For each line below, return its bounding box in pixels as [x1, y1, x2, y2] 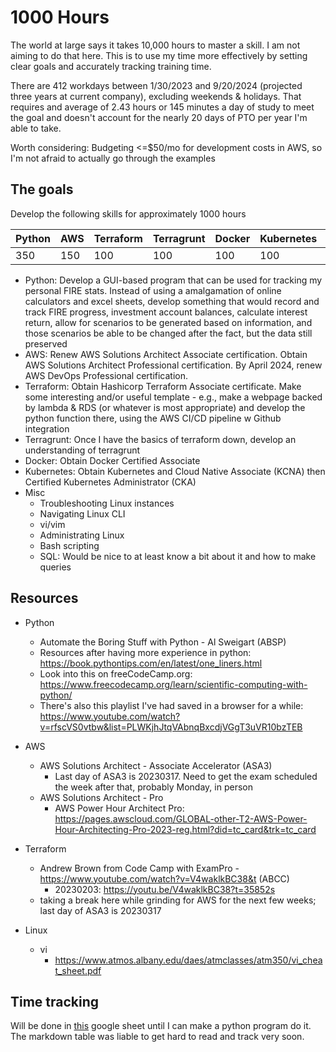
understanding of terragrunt [24, 444, 141, 456]
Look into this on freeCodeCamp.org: [39, 667, 193, 680]
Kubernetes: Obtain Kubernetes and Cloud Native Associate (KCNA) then [24, 465, 326, 477]
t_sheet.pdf [54, 964, 102, 976]
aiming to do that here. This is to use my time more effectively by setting [10, 49, 308, 61]
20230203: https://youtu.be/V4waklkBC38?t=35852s [54, 883, 276, 895]
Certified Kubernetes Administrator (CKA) [24, 476, 197, 488]
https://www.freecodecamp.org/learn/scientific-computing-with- [39, 678, 308, 690]
